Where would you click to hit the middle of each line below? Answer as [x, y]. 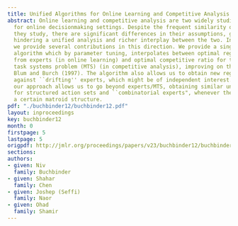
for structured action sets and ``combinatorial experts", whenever [117, 93]
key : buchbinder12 [34, 119]
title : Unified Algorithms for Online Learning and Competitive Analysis [119, 14]
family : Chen [33, 185]
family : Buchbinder [42, 172]
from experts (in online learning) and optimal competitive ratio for [120, 60]
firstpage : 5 [27, 132]
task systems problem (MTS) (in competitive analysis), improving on [118, 67]
